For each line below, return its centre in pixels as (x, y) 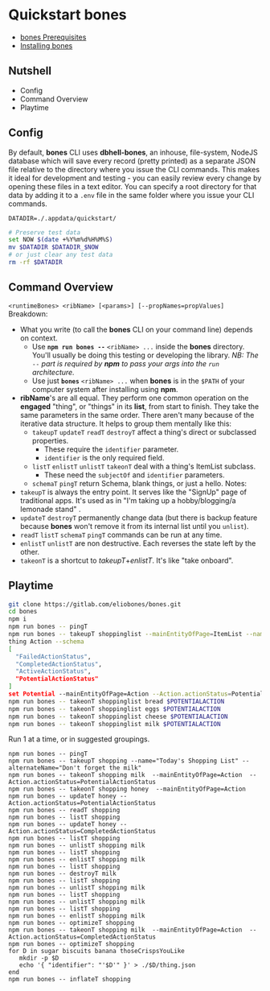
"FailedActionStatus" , (53, 657)
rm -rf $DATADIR (35, 262)
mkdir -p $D (39, 958)
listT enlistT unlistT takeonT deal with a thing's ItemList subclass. (143, 466)
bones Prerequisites (53, 37)
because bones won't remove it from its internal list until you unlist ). (134, 526)
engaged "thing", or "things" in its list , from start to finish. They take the (139, 406)
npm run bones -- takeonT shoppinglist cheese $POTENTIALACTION (118, 716)
